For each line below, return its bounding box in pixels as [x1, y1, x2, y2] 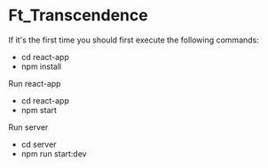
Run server [8, 121, 49, 133]
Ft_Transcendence [8, 5, 148, 26]
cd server [20, 139, 57, 149]
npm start [20, 104, 57, 115]
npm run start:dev [20, 148, 87, 159]
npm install [20, 61, 62, 72]
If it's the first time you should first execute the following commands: [8, 34, 259, 45]
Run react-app [8, 78, 61, 88]
